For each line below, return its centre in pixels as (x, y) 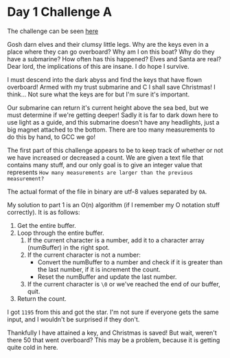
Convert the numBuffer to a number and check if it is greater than (130, 262)
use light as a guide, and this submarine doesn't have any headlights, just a (113, 122)
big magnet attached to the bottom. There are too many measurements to (111, 129)
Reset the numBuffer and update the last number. (107, 277)
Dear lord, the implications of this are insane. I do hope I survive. (99, 66)
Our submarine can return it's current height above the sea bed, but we (108, 107)
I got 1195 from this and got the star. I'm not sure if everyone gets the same (113, 312)
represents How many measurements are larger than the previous (100, 172)
